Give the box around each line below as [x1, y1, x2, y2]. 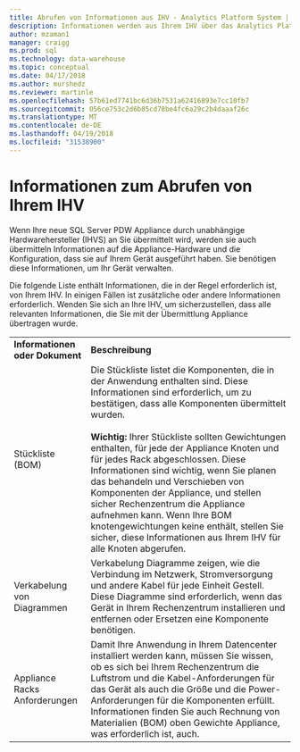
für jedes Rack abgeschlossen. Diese [90, 453, 246, 465]
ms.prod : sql [9, 46, 58, 55]
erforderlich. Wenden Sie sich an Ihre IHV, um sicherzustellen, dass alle [9, 298, 271, 309]
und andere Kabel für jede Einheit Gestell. [90, 579, 265, 591]
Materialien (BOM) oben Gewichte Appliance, [90, 716, 280, 729]
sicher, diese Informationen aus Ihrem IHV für [90, 531, 281, 543]
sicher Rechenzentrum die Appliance [90, 497, 246, 510]
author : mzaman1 [9, 29, 70, 38]
